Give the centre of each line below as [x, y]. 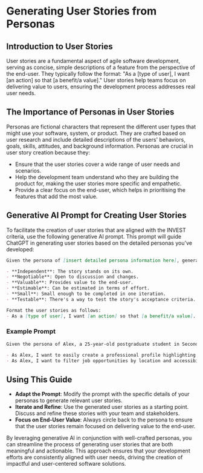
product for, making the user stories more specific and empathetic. [98, 184]
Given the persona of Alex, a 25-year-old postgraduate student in [93, 344]
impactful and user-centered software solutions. [66, 464]
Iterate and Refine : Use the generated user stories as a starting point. [102, 407]
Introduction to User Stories [60, 46]
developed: [20, 249]
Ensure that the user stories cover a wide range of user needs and [97, 164]
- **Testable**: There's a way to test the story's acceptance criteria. [101, 299]
